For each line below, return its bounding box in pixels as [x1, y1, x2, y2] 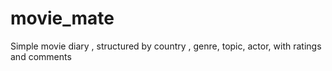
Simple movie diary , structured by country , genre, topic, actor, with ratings [10, 40, 322, 52]
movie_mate [10, 7, 115, 30]
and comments [10, 50, 72, 62]
